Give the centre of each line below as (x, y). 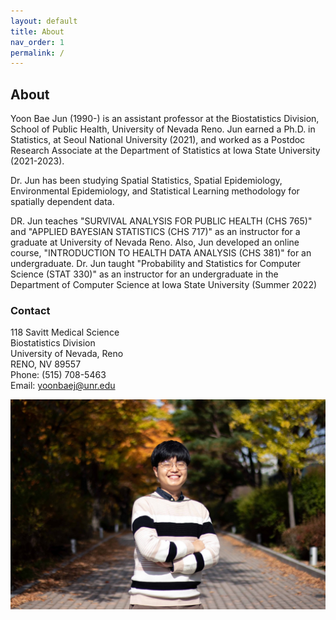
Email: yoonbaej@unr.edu (63, 386)
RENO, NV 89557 (46, 364)
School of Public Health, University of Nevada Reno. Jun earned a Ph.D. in (163, 129)
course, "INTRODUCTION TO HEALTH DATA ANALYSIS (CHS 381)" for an (161, 253)
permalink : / (37, 53)
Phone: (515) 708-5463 (58, 375)
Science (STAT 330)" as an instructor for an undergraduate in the (144, 274)
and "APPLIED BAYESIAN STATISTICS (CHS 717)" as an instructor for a (155, 232)
